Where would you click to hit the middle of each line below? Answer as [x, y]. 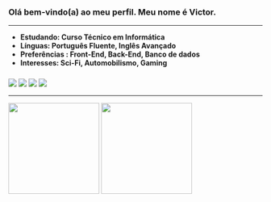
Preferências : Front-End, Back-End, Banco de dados [110, 54]
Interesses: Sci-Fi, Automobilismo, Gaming [94, 63]
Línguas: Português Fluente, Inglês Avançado [98, 46]
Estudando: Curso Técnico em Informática [92, 37]
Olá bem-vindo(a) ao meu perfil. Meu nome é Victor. [112, 12]
